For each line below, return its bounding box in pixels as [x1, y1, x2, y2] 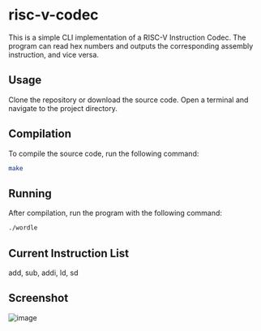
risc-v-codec [8, 6, 99, 24]
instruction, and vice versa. [8, 49, 100, 59]
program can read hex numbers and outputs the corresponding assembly [8, 41, 254, 50]
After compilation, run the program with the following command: [8, 208, 223, 218]
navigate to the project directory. [8, 103, 118, 113]
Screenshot [8, 291, 69, 305]
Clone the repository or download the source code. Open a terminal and [8, 95, 249, 105]
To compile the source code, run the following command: [8, 148, 199, 158]
